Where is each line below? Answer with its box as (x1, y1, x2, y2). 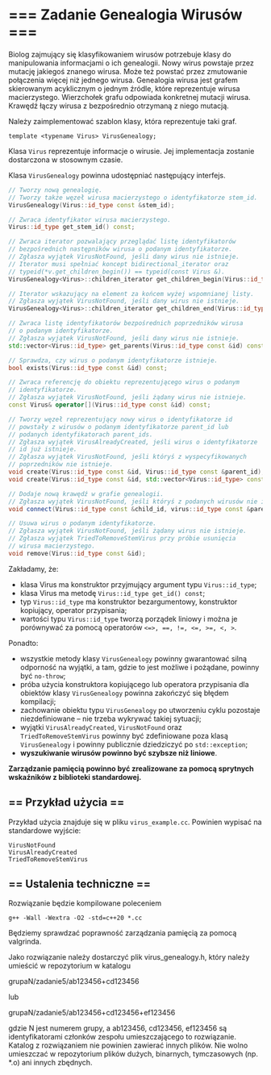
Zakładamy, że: (8, 564, 59, 573)
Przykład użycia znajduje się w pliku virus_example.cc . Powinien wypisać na (8, 817, 262, 827)
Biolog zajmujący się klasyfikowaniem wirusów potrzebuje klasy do (8, 49, 231, 59)
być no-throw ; (19, 671, 66, 681)
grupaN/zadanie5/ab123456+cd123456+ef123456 (8, 1008, 176, 1018)
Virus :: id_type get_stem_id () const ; (8, 223, 135, 231)
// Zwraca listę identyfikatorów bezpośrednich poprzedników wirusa (8, 319, 244, 327)
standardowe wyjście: (8, 825, 81, 835)
